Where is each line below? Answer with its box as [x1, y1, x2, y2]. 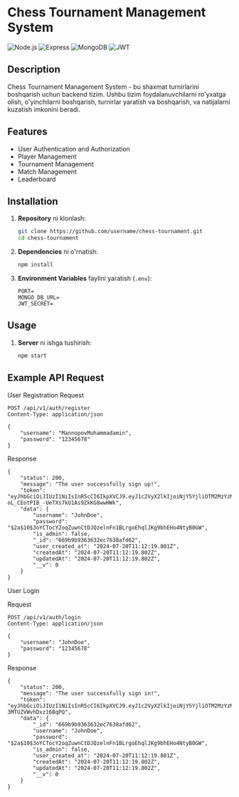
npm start [17, 352, 48, 359]
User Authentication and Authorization [17, 144, 130, 153]
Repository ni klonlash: [17, 214, 87, 223]
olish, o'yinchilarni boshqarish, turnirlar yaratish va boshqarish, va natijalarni [7, 97, 231, 106]
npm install [17, 261, 53, 269]
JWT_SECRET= [17, 300, 53, 307]
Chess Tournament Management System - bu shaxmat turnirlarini [7, 82, 199, 91]
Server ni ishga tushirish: [17, 338, 92, 347]
